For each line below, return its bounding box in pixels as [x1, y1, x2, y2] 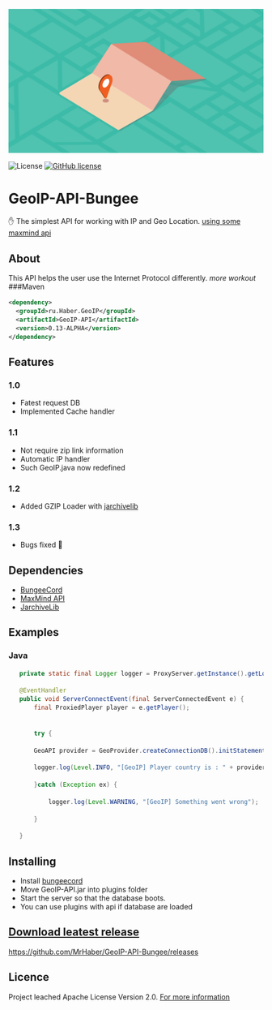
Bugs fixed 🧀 [19, 540, 63, 550]
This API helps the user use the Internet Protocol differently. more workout [8, 273, 257, 283]
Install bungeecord [19, 876, 83, 886]
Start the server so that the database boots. [19, 893, 166, 903]
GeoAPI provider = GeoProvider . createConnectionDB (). [33, 746, 219, 754]
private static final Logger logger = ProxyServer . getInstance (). [19, 669, 249, 677]
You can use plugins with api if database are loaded [19, 902, 193, 912]
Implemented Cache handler [19, 406, 116, 416]
